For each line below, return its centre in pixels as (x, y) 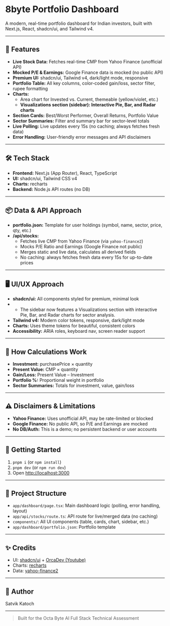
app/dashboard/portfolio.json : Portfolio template (64, 527)
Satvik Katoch (20, 604)
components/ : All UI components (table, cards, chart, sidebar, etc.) (81, 522)
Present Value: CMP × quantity (45, 369)
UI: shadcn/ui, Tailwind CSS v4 (45, 178)
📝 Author (19, 591)
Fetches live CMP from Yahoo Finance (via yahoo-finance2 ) (81, 241)
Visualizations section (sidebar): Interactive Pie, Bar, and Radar (88, 104)
